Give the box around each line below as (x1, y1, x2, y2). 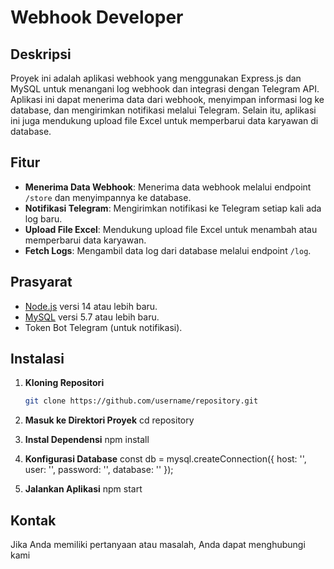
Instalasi (10, 351, 65, 368)
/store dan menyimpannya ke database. (24, 191, 192, 203)
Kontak (10, 512, 57, 529)
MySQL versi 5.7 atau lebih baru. (24, 311, 160, 323)
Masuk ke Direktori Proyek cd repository (24, 414, 195, 426)
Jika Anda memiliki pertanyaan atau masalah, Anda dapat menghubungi (10, 539, 306, 551)
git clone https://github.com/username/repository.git (24, 396, 259, 406)
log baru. (24, 212, 63, 225)
